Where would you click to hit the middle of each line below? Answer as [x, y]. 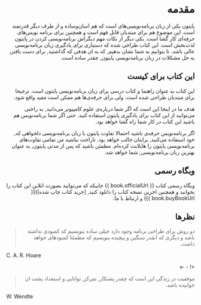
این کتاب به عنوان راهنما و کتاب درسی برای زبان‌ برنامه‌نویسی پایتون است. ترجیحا [105, 91]
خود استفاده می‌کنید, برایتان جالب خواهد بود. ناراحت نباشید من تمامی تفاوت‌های [107, 139]
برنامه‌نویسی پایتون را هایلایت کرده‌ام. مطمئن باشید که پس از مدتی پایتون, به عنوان [103, 145]
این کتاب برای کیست [161, 76]
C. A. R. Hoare [24, 255]
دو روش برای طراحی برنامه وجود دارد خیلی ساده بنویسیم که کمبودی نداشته [111, 231]
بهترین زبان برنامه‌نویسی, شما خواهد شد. [150, 152]
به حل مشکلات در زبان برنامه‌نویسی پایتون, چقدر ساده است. [128, 57]
